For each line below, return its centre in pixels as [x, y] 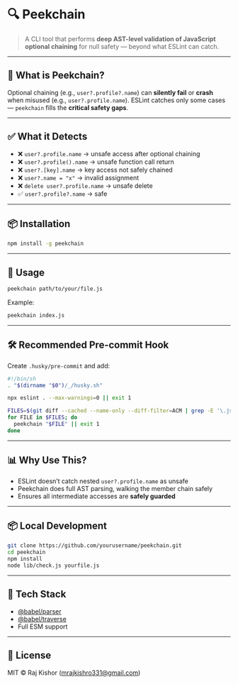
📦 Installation [39, 224]
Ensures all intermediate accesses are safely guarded [96, 496]
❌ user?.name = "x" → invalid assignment [78, 177]
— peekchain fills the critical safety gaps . [68, 107]
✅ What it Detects [47, 137]
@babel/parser [39, 611]
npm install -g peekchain [45, 244]
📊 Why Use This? [47, 460]
